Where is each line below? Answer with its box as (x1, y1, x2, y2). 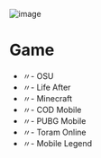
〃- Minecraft (22, 92, 73, 103)
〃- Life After (22, 82, 71, 92)
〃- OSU (22, 70, 54, 81)
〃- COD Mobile (22, 104, 82, 115)
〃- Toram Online (22, 127, 87, 137)
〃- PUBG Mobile (22, 115, 87, 126)
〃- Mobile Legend (22, 137, 93, 148)
